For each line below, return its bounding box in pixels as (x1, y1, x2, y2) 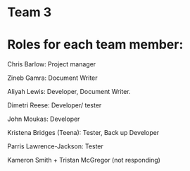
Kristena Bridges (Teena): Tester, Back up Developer (7, 129, 160, 137)
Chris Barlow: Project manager (7, 60, 96, 69)
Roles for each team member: (7, 37, 184, 53)
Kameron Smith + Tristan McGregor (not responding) (7, 156, 160, 165)
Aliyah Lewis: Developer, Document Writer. (7, 88, 132, 96)
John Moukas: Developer (7, 114, 80, 124)
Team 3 (7, 4, 51, 20)
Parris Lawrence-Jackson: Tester (7, 142, 104, 151)
